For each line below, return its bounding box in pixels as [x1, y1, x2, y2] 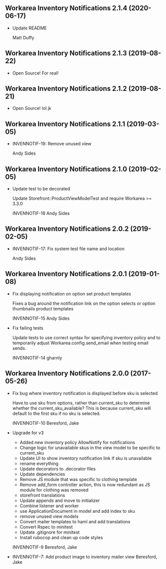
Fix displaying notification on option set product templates [12, 290, 131, 296]
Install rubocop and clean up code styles [19, 534, 103, 540]
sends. [12, 345, 26, 351]
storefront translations [19, 492, 65, 498]
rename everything [19, 460, 58, 467]
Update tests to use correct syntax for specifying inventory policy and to [12, 334, 161, 340]
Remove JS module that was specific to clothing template [19, 476, 137, 482]
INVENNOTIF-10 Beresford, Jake [12, 420, 79, 426]
